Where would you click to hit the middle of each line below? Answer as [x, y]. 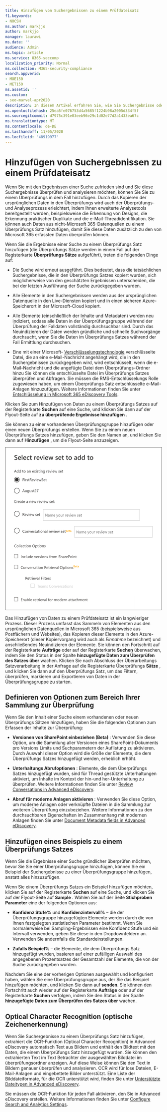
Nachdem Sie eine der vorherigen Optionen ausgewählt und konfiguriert [79, 974]
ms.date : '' [17, 42]
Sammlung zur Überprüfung [50, 705]
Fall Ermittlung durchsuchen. [42, 342]
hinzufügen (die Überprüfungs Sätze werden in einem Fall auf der [72, 249]
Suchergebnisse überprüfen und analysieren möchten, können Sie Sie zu [80, 192]
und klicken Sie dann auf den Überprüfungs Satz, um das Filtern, [72, 671]
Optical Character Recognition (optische [69, 1016]
